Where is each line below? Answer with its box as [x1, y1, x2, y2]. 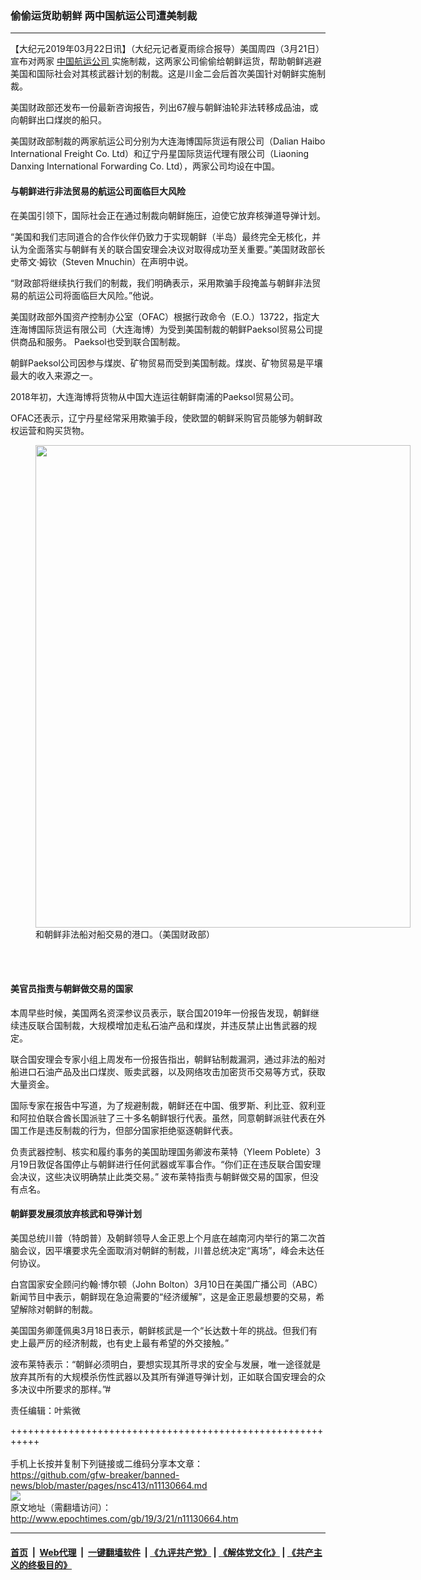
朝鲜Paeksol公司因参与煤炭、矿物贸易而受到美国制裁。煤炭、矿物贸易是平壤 [10, 357, 323, 369]
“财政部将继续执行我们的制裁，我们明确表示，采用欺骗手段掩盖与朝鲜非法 [10, 277, 313, 289]
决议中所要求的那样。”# [18, 1383, 112, 1395]
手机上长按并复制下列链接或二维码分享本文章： [10, 1457, 203, 1469]
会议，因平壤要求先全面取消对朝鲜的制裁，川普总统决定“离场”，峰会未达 [18, 1244, 317, 1256]
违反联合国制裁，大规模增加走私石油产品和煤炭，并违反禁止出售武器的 [18, 1019, 308, 1031]
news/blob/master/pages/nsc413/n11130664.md [10, 1479, 208, 1491]
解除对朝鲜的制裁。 [18, 1303, 98, 1315]
